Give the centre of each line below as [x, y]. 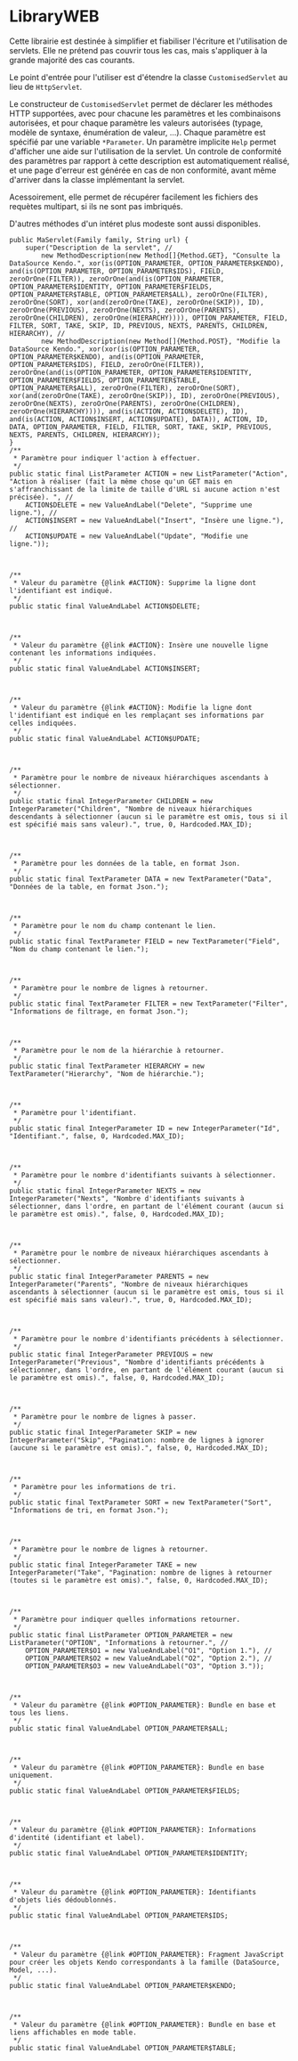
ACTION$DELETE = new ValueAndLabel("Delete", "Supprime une [139, 505]
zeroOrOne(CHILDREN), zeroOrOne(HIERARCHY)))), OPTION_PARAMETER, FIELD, [149, 318]
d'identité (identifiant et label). [77, 1837]
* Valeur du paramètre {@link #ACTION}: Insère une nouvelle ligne [141, 645]
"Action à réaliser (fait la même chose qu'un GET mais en [121, 481]
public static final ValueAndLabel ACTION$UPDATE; [105, 738]
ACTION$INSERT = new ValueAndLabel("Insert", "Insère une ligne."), [155, 520]
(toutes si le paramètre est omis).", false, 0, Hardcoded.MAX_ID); [139, 1580]
